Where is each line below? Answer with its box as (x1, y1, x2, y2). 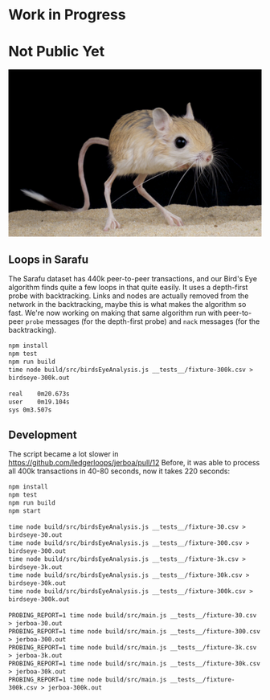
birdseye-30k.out (8, 579, 67, 587)
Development (8, 428, 78, 441)
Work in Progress (8, 6, 126, 24)
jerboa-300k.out (47, 683, 103, 692)
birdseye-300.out (8, 546, 67, 555)
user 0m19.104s (8, 398, 70, 407)
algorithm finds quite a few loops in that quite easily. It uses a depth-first (8, 283, 248, 293)
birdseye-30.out (8, 530, 63, 539)
